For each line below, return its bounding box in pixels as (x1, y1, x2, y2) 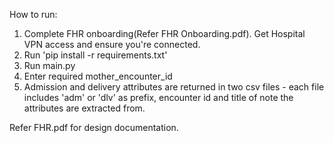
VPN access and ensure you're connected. (23, 39, 201, 50)
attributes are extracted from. (23, 102, 146, 114)
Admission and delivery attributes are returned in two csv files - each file (23, 81, 325, 93)
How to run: (9, 9, 58, 20)
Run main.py (23, 60, 76, 71)
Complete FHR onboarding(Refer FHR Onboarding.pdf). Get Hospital (23, 28, 306, 39)
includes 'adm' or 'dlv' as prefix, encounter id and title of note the (23, 92, 294, 103)
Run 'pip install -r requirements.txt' (23, 49, 168, 61)
